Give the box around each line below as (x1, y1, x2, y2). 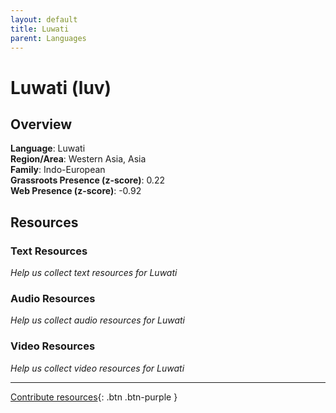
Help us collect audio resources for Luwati (10, 314, 185, 326)
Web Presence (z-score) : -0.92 (10, 185, 142, 197)
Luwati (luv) (10, 76, 112, 99)
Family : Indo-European (10, 164, 106, 176)
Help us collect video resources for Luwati (10, 362, 185, 374)
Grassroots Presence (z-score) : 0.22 (10, 174, 165, 186)
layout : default (10, 14, 78, 25)
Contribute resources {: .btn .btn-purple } (10, 391, 178, 403)
